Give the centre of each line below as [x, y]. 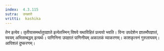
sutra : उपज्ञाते [19, 14]
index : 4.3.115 [22, 9]
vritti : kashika [23, 18]
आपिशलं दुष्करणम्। [20, 43]
